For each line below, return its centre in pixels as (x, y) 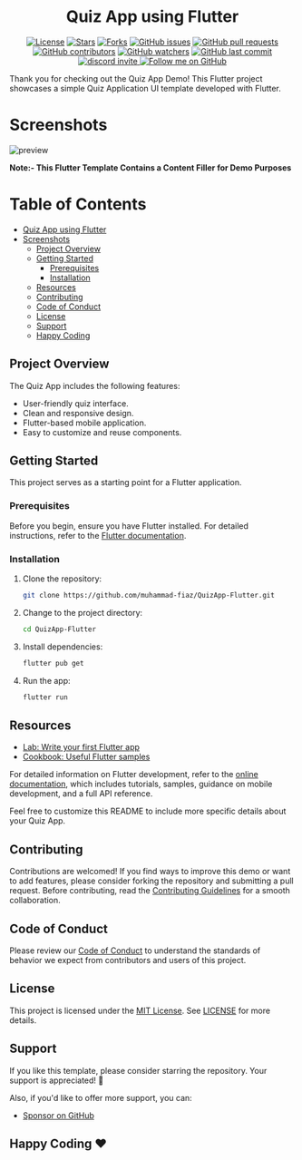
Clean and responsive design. (78, 413)
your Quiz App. (38, 821)
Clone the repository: (62, 579)
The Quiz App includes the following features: (95, 385)
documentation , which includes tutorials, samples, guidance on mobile (141, 784)
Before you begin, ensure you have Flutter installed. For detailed (129, 526)
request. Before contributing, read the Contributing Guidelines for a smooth (150, 891)
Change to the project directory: (83, 612)
